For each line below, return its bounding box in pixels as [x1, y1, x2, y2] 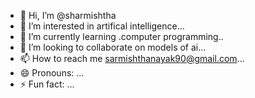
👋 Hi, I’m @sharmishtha [19, 10, 117, 21]
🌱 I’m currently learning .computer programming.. [19, 31, 224, 42]
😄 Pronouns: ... [19, 67, 85, 79]
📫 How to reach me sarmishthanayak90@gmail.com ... [19, 53, 245, 64]
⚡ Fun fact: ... [19, 78, 75, 90]
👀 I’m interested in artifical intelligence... [19, 20, 185, 32]
